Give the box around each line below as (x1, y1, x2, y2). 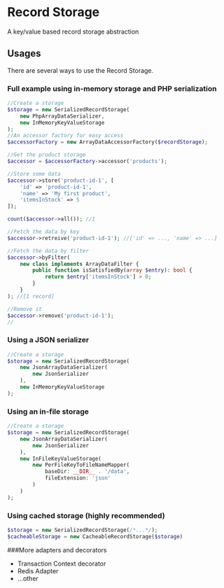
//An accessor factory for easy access (7, 132, 124, 139)
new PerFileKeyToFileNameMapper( (32, 461, 130, 469)
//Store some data (7, 170, 61, 177)
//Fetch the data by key (7, 228, 80, 235)
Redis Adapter (17, 566, 59, 575)
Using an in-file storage (7, 407, 89, 416)
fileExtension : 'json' (44, 475, 111, 482)
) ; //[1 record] (7, 293, 55, 300)
